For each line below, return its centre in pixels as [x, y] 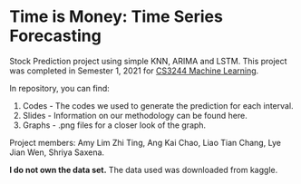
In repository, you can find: [60, 88]
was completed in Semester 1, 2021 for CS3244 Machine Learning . [134, 71]
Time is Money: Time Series [117, 17]
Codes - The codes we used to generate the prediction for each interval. [158, 105]
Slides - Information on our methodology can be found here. [135, 115]
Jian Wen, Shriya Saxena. [57, 152]
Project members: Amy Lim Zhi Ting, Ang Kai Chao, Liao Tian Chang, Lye [145, 142]
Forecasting [55, 36]
